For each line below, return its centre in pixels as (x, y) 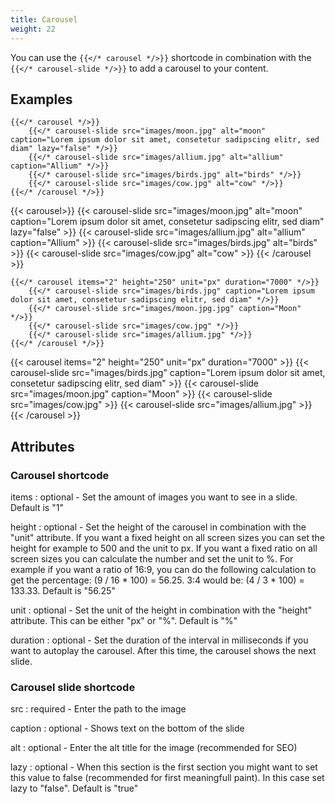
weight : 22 (33, 29)
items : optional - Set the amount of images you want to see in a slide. (154, 497)
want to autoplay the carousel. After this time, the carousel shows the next (163, 650)
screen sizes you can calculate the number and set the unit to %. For (152, 559)
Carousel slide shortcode (73, 687)
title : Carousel (44, 19)
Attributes (42, 446)
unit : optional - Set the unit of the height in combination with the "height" (161, 610)
